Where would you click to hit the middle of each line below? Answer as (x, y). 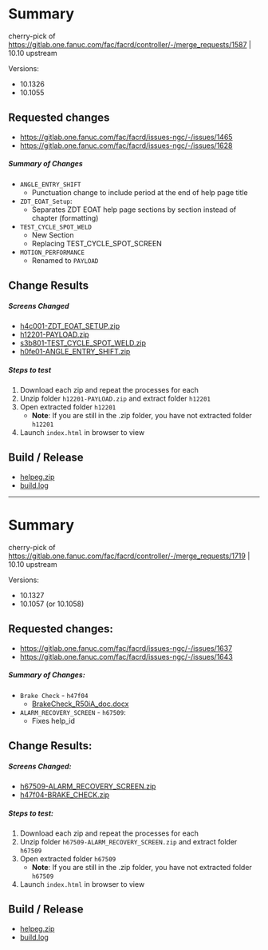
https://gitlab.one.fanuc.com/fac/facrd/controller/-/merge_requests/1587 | (130, 44)
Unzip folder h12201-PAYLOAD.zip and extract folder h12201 (115, 399)
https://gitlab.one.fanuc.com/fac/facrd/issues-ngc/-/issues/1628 (126, 146)
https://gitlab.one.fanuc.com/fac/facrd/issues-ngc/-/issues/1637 (126, 648)
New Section (53, 235)
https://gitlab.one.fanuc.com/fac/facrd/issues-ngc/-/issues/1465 (126, 137)
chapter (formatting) (65, 218)
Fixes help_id (53, 720)
